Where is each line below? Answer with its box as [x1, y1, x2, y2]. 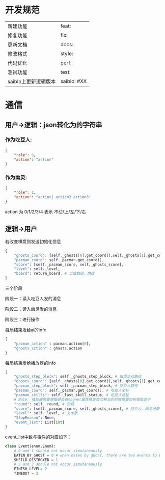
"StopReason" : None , [14, 415, 56, 420]
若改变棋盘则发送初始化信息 [5, 239, 61, 244]
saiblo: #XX [60, 78, 87, 84]
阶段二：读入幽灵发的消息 [5, 306, 57, 312]
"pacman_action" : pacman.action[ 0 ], [14, 341, 91, 346]
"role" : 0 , [14, 153, 36, 158]
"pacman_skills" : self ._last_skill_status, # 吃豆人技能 [14, 392, 129, 398]
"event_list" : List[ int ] [14, 420, 65, 425]
